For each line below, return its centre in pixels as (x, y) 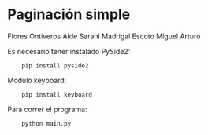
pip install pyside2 (55, 66)
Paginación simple (69, 15)
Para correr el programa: (47, 109)
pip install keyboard (57, 95)
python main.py (46, 123)
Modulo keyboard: (37, 80)
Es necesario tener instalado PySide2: (69, 51)
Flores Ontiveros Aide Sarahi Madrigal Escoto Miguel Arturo (104, 36)
